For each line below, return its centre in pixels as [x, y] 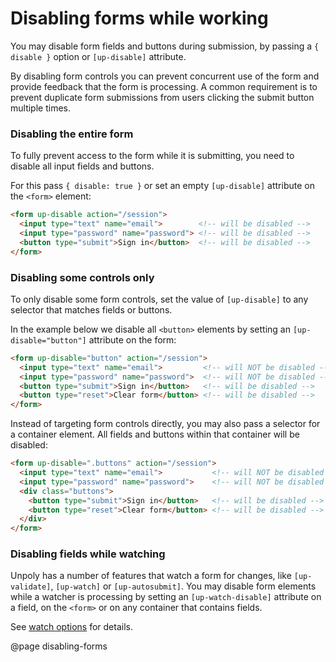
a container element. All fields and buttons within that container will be [155, 434]
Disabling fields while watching [88, 554]
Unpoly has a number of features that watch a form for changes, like [151, 576]
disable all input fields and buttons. [82, 166]
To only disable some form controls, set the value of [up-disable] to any [159, 299]
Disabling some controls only [82, 277]
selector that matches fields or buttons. [91, 309]
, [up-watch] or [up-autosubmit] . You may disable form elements [183, 586]
